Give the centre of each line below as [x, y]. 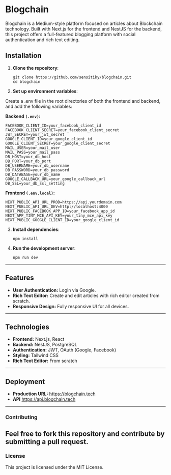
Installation [23, 56]
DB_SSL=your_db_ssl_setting [35, 183]
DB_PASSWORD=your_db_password [37, 170]
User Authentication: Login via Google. [54, 290]
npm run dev [25, 257]
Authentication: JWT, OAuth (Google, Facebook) [64, 350]
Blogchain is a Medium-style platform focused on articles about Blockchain [84, 23]
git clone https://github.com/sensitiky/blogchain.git [72, 77]
